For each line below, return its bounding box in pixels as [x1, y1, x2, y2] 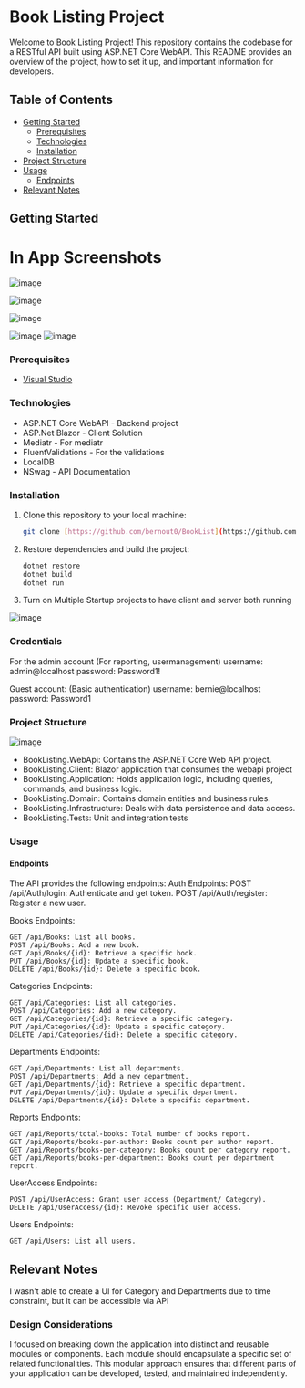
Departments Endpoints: [9, 1047, 101, 1058]
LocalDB [22, 456, 55, 467]
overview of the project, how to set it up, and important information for [9, 56, 274, 67]
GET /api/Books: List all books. [9, 933, 137, 942]
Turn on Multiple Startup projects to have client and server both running [22, 595, 292, 606]
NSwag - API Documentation [22, 465, 131, 476]
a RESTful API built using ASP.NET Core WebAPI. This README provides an [9, 46, 293, 57]
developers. [9, 66, 55, 77]
